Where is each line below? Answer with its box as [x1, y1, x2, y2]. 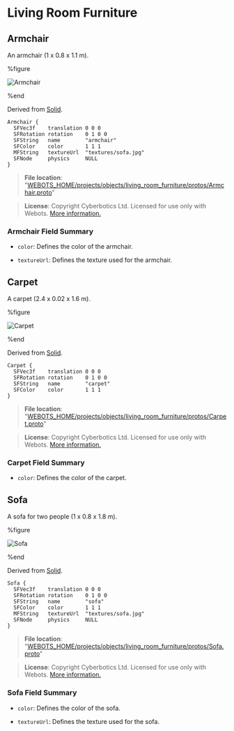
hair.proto [24, 188, 52, 197]
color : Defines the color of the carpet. [17, 474, 127, 482]
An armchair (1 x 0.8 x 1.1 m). [7, 51, 89, 59]
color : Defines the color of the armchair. [17, 243, 134, 251]
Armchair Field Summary [7, 226, 94, 236]
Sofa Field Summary [7, 688, 77, 698]
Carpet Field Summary [7, 458, 85, 468]
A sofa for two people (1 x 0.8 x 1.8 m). [7, 512, 118, 521]
